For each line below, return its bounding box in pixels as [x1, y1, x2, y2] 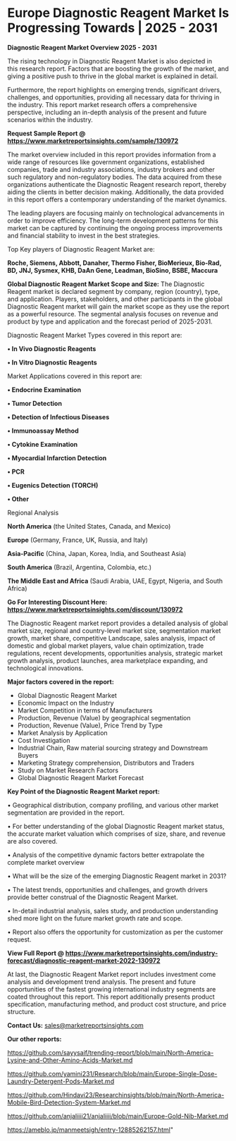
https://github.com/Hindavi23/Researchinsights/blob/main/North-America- [7, 1090, 225, 1099]
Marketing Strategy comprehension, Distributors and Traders [17, 758, 195, 767]
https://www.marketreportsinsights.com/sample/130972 [7, 136, 179, 145]
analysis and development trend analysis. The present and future [7, 977, 196, 986]
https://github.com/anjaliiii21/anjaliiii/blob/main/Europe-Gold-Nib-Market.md [7, 1111, 229, 1120]
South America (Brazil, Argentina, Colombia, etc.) [7, 562, 152, 572]
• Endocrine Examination [7, 386, 82, 394]
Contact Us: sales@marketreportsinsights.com [7, 1020, 144, 1030]
